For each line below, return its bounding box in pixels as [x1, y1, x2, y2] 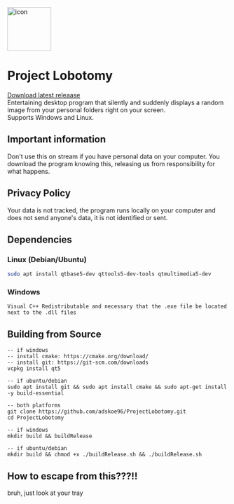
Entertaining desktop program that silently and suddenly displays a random [7, 98, 224, 107]
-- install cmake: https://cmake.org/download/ [7, 353, 149, 360]
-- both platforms [7, 402, 61, 409]
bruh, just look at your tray [7, 489, 83, 497]
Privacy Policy [7, 187, 71, 199]
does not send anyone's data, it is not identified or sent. [7, 213, 168, 222]
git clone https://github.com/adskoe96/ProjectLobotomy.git [7, 408, 187, 416]
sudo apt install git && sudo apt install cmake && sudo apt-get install [7, 383, 228, 391]
